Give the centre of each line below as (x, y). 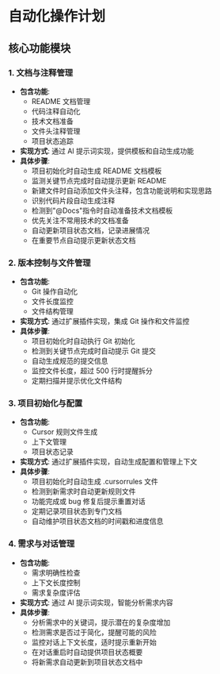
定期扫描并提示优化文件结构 (77, 381)
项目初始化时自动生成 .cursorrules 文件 (95, 482)
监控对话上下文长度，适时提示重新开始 (94, 642)
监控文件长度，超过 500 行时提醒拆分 (92, 371)
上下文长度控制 (56, 582)
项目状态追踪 (52, 141)
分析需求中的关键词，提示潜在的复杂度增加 (101, 622)
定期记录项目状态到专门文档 (77, 511)
